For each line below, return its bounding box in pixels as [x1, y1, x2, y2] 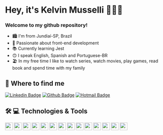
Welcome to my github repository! [5, 22, 88, 29]
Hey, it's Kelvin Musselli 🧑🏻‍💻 [5, 4, 123, 16]
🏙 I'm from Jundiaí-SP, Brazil [12, 33, 72, 39]
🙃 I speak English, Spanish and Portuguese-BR [12, 53, 108, 58]
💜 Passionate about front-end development [12, 40, 99, 46]
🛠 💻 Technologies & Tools [5, 107, 88, 115]
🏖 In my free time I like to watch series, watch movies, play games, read [12, 58, 159, 64]
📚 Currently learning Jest [12, 46, 64, 52]
